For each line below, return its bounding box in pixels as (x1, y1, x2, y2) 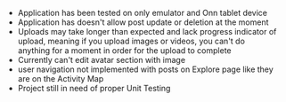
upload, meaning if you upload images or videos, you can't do (17, 35, 245, 46)
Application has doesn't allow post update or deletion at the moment (17, 17, 269, 27)
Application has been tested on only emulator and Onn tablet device (17, 8, 268, 18)
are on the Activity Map (17, 74, 104, 83)
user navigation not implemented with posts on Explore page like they (17, 64, 274, 75)
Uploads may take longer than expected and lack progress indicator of (17, 27, 277, 36)
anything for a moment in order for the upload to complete (17, 45, 232, 56)
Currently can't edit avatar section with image (17, 55, 185, 65)
